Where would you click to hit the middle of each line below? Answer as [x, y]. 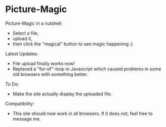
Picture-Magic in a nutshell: [34, 23]
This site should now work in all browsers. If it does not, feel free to [82, 113]
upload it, [22, 38]
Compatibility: [20, 103]
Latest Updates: [22, 54]
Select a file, [26, 33]
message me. [27, 119]
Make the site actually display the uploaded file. [62, 94]
